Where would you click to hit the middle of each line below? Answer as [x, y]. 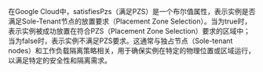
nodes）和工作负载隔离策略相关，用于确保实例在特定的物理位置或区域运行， [131, 50]
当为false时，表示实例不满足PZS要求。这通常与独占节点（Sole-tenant [121, 41]
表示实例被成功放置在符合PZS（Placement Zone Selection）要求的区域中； [130, 31]
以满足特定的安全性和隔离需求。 [60, 60]
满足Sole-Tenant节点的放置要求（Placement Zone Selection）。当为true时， [130, 21]
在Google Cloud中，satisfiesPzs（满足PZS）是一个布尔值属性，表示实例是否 [132, 11]
